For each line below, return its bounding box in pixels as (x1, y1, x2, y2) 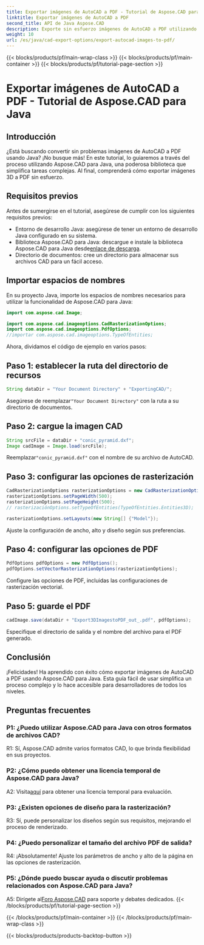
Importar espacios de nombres (6, 275, 126, 286)
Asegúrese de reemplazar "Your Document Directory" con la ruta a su (6, 397, 179, 404)
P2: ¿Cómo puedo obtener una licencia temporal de (6, 766, 161, 775)
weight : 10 (6, 32, 34, 38)
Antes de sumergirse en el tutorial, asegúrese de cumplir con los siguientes (6, 207, 195, 215)
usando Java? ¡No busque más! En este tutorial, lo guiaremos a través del (6, 154, 190, 161)
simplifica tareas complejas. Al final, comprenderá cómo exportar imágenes (6, 167, 195, 174)
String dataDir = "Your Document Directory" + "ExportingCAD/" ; (6, 386, 172, 392)
